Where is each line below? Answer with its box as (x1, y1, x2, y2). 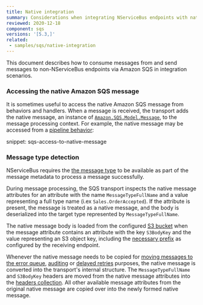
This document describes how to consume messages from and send (6, 59, 177, 66)
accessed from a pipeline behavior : (6, 126, 94, 133)
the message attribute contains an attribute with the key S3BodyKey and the (6, 229, 192, 236)
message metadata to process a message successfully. (6, 173, 144, 181)
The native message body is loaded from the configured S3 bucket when (6, 222, 188, 230)
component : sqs (6, 25, 45, 32)
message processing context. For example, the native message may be (6, 120, 184, 127)
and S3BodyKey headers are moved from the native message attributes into (6, 272, 190, 280)
